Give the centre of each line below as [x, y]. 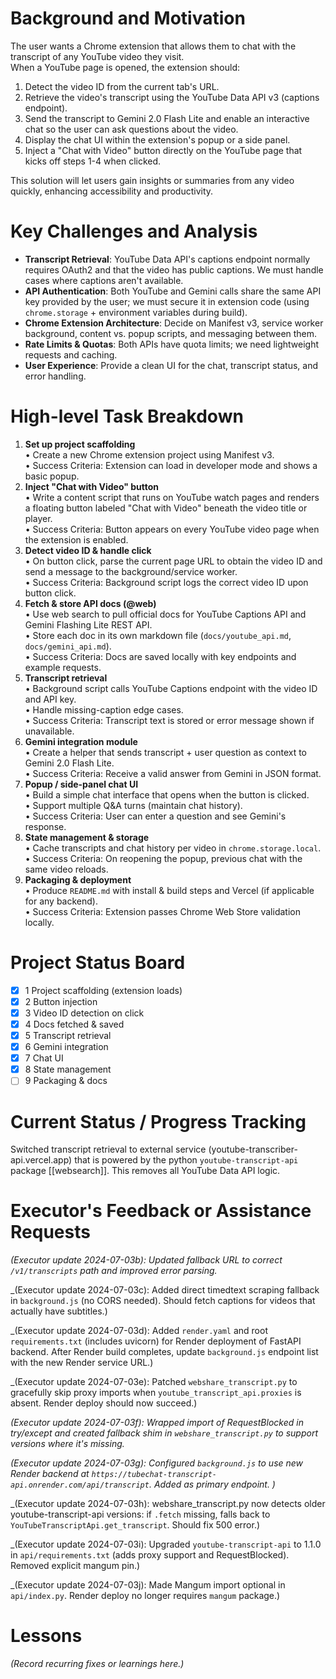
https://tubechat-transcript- [154, 1475]
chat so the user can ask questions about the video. [131, 129]
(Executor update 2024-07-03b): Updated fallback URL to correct [146, 1260]
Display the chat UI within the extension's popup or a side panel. [157, 139]
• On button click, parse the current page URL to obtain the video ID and [173, 561]
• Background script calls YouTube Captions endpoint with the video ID [171, 688]
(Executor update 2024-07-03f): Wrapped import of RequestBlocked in [157, 1423]
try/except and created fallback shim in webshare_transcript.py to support [164, 1433]
